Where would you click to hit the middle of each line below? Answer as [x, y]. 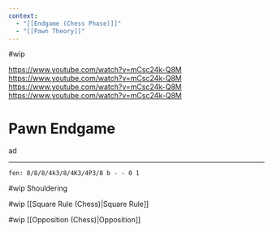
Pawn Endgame [62, 129]
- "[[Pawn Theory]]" [50, 31]
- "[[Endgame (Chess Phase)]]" [69, 24]
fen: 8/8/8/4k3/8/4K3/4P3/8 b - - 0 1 [74, 174]
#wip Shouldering [38, 188]
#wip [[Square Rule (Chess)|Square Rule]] [79, 204]
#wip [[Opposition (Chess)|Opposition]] [75, 220]
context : [23, 16]
